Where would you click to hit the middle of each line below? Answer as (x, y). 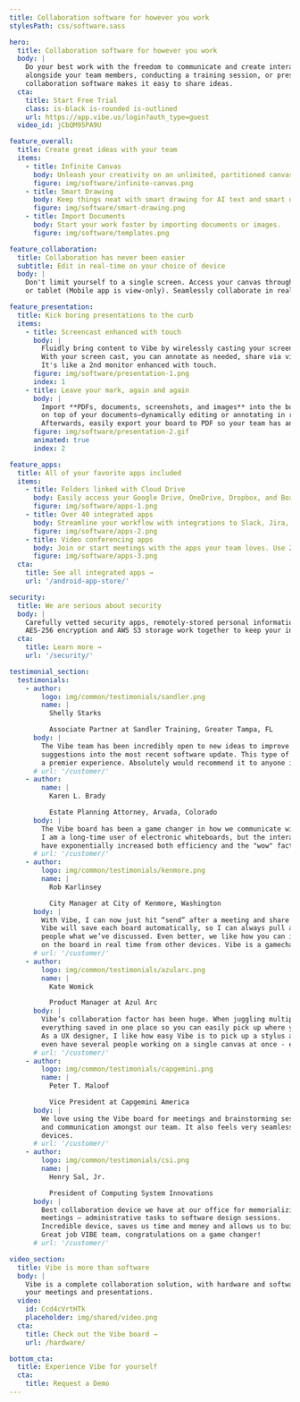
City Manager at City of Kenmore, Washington (135, 903)
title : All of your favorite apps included (99, 473)
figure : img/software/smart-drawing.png (109, 208)
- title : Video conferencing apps (89, 539)
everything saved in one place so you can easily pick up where (163, 1028)
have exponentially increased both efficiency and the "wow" (158, 846)
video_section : (37, 1259)
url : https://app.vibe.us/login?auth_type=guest (117, 117)
